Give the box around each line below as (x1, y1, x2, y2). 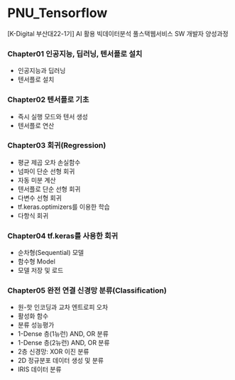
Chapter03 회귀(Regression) (7, 141, 106, 151)
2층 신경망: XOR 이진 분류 (17, 347, 89, 356)
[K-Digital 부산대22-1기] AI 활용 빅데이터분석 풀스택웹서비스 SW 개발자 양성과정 (7, 29, 229, 38)
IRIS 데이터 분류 (17, 365, 62, 374)
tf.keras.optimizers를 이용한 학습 (17, 202, 110, 211)
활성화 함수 (17, 312, 49, 320)
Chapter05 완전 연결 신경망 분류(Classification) (7, 286, 167, 295)
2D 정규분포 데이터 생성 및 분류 (17, 357, 104, 365)
